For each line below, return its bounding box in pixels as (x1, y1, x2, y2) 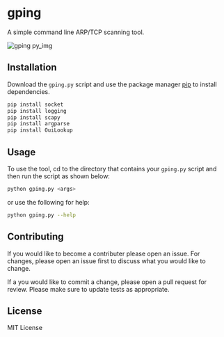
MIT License (7, 324, 43, 332)
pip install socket (7, 101, 64, 108)
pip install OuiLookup (7, 127, 73, 134)
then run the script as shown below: (7, 172, 110, 180)
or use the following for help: (7, 198, 90, 206)
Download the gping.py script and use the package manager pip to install (7, 80, 217, 88)
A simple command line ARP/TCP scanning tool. (7, 28, 145, 36)
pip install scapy (7, 113, 61, 121)
